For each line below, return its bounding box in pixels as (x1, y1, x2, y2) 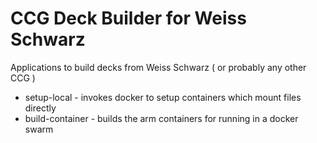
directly (24, 102, 57, 114)
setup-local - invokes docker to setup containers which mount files (24, 91, 302, 103)
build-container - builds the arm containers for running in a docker (24, 112, 299, 124)
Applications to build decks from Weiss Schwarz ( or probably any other (10, 61, 307, 73)
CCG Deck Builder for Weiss (10, 7, 247, 30)
